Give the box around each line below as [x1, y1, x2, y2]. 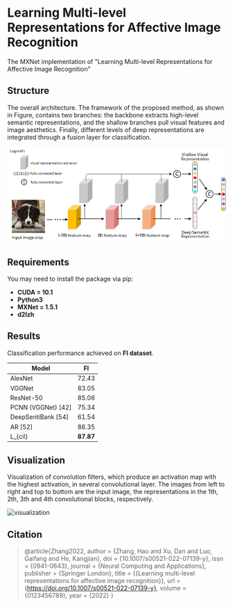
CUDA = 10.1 [17, 288, 53, 296]
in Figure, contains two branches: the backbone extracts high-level [7, 110, 199, 119]
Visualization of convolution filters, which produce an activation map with [7, 473, 216, 481]
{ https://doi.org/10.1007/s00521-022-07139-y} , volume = [24, 584, 187, 592]
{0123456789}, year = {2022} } [24, 591, 114, 600]
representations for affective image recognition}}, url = [24, 577, 181, 585]
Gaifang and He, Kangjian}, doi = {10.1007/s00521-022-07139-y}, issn [24, 555, 224, 563]
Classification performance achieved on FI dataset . [7, 349, 154, 357]
